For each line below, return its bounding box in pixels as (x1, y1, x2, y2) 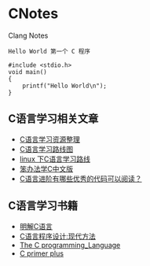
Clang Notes (8, 31, 49, 40)
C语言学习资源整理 (19, 135, 81, 144)
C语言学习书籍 (8, 199, 79, 212)
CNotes (8, 5, 59, 23)
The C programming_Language (19, 240, 121, 249)
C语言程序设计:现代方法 (19, 231, 97, 241)
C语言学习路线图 (19, 144, 74, 153)
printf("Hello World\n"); (22, 82, 108, 90)
